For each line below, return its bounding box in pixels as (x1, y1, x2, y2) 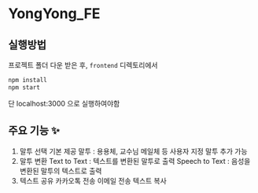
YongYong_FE (8, 5, 101, 23)
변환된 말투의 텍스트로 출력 (19, 166, 102, 176)
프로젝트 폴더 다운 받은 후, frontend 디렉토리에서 (8, 61, 158, 69)
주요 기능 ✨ (8, 124, 61, 138)
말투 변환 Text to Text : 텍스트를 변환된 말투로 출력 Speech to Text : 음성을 (19, 156, 251, 165)
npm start (8, 84, 41, 91)
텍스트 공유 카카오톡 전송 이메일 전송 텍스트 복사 (19, 176, 167, 185)
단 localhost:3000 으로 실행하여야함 (8, 98, 120, 108)
